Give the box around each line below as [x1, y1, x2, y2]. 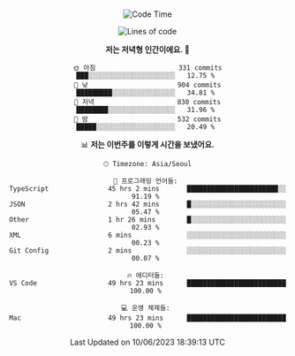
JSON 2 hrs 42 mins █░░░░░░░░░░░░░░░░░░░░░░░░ [9, 200, 286, 208]
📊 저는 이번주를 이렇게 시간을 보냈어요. [79, 140, 216, 149]
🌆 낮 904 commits [73, 80, 222, 89]
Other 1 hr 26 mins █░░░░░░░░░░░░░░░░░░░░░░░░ [9, 216, 286, 224]
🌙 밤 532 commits [73, 115, 222, 124]
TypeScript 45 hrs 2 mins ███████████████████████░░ [9, 185, 286, 193]
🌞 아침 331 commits [72, 64, 223, 72]
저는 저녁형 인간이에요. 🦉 [104, 44, 191, 55]
